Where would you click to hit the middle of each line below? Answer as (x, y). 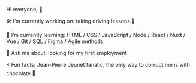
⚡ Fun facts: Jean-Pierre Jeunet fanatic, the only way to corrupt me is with (98, 65)
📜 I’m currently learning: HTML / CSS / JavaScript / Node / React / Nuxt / (96, 35)
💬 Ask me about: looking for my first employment (67, 53)
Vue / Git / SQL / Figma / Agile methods (55, 41)
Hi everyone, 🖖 (25, 9)
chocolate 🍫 (21, 73)
